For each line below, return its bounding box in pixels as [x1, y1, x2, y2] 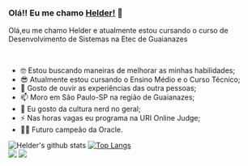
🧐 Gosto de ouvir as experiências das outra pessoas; [19, 83, 197, 93]
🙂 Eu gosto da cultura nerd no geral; [19, 104, 141, 114]
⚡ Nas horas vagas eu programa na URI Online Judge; [19, 113, 201, 123]
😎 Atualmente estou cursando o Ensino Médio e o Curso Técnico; [19, 74, 241, 84]
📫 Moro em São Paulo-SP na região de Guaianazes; [19, 92, 195, 102]
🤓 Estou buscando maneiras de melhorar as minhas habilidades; [19, 66, 236, 75]
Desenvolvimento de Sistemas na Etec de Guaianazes [8, 34, 188, 44]
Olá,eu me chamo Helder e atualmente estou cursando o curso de [8, 26, 229, 36]
